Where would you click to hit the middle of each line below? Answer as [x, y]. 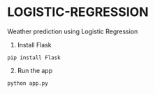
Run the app [35, 70]
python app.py [28, 83]
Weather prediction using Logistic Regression [73, 31]
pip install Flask [34, 57]
